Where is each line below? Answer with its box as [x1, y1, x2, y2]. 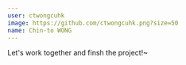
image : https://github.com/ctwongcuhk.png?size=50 [7, 19, 179, 27]
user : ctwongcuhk [7, 11, 65, 20]
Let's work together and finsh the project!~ [7, 48, 149, 58]
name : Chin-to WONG [7, 26, 72, 34]
